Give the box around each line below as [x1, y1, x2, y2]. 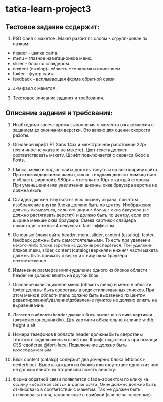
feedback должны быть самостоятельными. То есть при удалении [12, 237, 150, 243]
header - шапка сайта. [12, 50, 59, 56]
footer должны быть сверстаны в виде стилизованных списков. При [12, 287, 155, 293]
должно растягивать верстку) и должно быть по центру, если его [12, 212, 150, 218]
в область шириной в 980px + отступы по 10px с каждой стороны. [12, 176, 150, 183]
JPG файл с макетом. [12, 86, 57, 91]
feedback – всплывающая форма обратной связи [12, 76, 115, 82]
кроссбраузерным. [12, 347, 53, 353]
